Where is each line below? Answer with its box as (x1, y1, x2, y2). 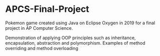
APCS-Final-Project (5, 3, 90, 15)
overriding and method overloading (5, 45, 78, 51)
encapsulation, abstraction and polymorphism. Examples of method (5, 40, 145, 46)
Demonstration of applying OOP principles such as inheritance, (5, 35, 136, 41)
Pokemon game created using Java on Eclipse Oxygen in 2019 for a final (5, 20, 155, 26)
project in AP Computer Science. (5, 25, 73, 31)
